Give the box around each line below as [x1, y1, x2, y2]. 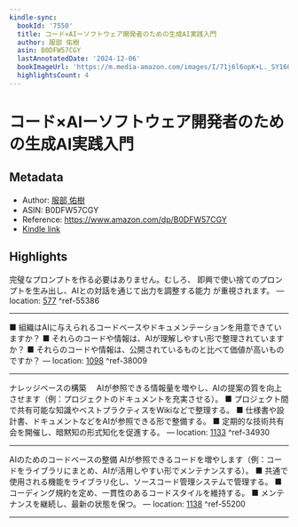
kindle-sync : [9, 12, 58, 22]
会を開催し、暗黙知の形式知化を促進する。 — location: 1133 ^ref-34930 [9, 427, 271, 437]
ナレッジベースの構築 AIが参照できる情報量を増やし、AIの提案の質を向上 [9, 382, 282, 393]
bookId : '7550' [17, 21, 74, 30]
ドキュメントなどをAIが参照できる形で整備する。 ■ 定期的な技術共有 [32, 415, 285, 427]
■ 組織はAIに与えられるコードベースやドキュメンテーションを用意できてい [9, 322, 282, 332]
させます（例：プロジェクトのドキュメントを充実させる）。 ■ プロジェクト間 [9, 393, 289, 404]
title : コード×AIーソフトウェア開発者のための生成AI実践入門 [17, 29, 217, 38]
